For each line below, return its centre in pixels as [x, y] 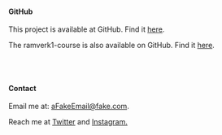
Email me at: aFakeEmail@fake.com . [69, 107]
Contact [22, 88]
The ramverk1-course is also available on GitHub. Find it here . [112, 46]
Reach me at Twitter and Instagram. [68, 122]
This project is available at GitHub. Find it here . [87, 29]
